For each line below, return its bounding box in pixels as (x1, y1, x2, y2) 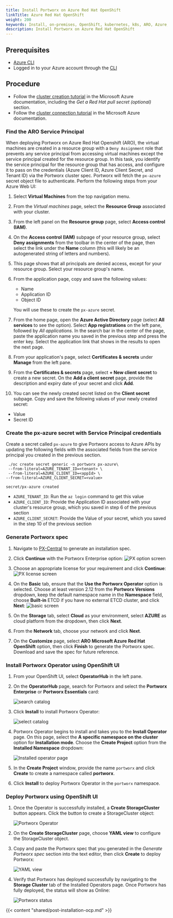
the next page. (13, 344, 44, 350)
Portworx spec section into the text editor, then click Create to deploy (13, 851, 161, 857)
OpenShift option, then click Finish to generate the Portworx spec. (13, 643, 155, 649)
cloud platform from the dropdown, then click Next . (13, 618, 122, 624)
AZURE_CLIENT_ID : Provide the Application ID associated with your (13, 499, 151, 505)
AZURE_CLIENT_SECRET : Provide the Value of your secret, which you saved (13, 515, 166, 522)
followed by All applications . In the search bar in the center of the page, (13, 327, 165, 334)
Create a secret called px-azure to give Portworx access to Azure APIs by (6, 441, 161, 447)
